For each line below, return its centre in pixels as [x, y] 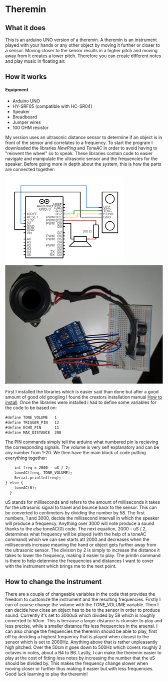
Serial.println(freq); [38, 478]
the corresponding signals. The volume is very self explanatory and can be [82, 447]
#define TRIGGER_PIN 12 [32, 423]
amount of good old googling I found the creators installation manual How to [84, 397]
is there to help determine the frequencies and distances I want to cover [79, 561]
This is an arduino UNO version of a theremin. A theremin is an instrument [81, 40]
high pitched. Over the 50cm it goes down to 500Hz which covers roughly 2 [83, 647]
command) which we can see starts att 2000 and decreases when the [77, 539]
